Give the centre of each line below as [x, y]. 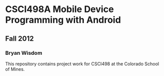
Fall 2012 [20, 39]
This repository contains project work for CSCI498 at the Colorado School [82, 63]
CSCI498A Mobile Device [60, 9]
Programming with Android [63, 20]
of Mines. [15, 69]
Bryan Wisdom [24, 53]
